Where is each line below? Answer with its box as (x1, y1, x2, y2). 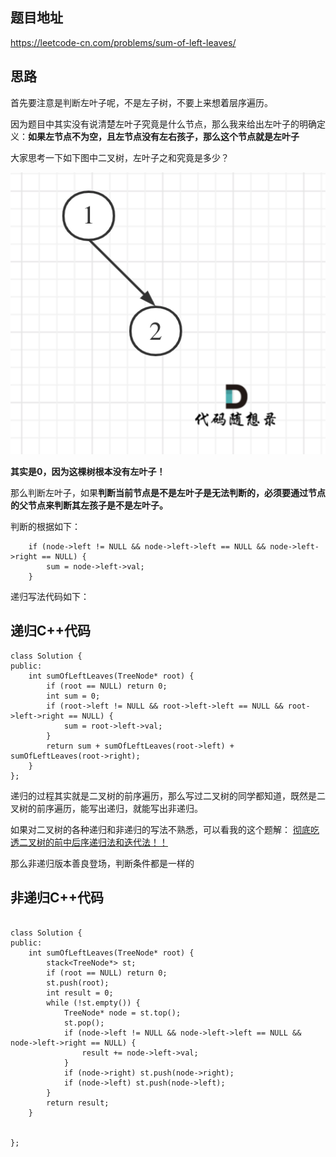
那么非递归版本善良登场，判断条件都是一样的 (10, 857, 195, 869)
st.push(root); (46, 978, 110, 988)
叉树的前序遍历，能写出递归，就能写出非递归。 (10, 802, 203, 814)
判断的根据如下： (10, 520, 81, 532)
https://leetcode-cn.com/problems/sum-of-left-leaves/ (10, 36, 237, 48)
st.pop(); (63, 1018, 105, 1028)
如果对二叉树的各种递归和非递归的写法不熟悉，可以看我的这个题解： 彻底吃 (10, 823, 320, 835)
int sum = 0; (46, 691, 101, 701)
